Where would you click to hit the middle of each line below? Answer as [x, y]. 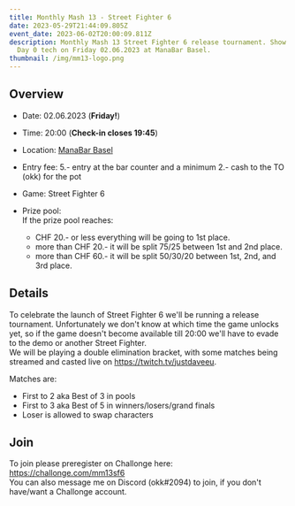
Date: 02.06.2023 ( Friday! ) [71, 115]
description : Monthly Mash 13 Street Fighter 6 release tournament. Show [148, 42]
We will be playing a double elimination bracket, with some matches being [144, 352]
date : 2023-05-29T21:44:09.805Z [68, 26]
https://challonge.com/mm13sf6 [67, 473]
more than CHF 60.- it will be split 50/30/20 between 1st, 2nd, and [155, 256]
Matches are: [33, 379]
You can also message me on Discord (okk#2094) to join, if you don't [136, 482]
